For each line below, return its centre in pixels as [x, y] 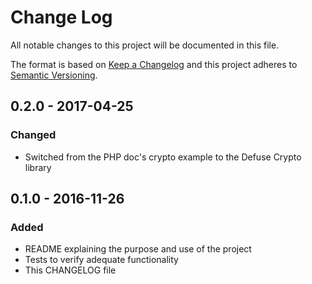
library [38, 167]
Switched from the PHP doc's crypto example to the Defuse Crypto [163, 157]
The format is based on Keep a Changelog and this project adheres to [154, 64]
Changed [33, 135]
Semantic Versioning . [54, 75]
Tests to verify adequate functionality [101, 260]
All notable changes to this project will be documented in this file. [145, 45]
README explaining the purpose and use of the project [138, 249]
